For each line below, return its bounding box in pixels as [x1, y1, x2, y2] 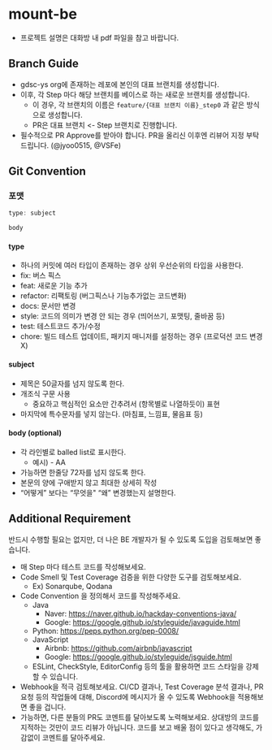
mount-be [8, 5, 77, 24]
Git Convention [8, 164, 87, 179]
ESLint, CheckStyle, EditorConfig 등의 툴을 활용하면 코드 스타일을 [32, 661, 244, 671]
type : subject [8, 209, 57, 218]
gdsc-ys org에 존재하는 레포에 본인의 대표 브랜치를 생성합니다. [19, 79, 220, 89]
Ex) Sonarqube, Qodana [32, 581, 113, 591]
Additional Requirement [8, 512, 132, 526]
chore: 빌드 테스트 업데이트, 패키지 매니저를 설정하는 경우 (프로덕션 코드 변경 [19, 332, 263, 341]
